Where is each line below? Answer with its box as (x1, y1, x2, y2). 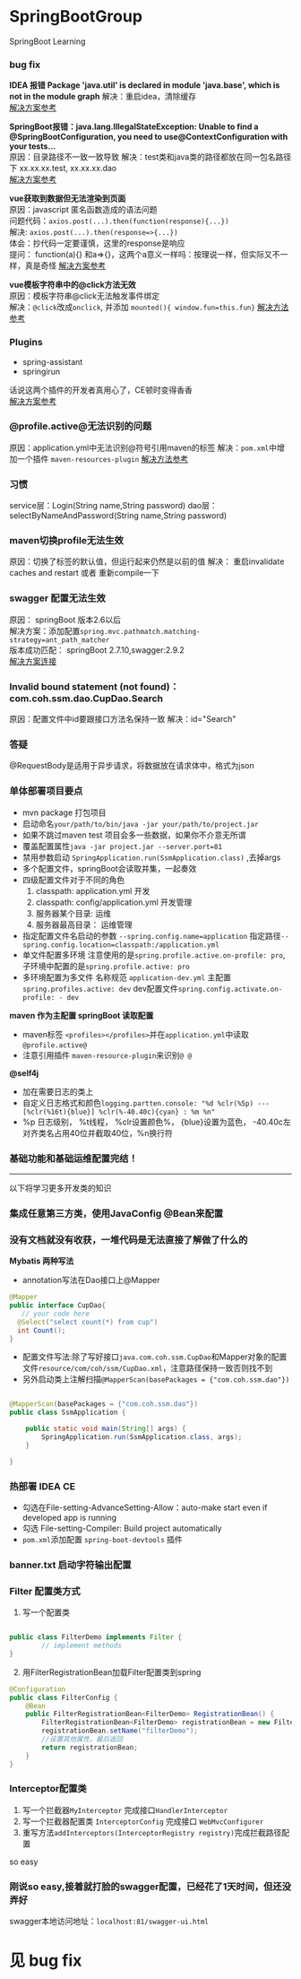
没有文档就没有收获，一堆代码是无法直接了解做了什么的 (9, 1233, 248, 1246)
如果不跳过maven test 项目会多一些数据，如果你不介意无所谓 (21, 829, 246, 840)
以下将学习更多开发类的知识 (9, 1182, 112, 1193)
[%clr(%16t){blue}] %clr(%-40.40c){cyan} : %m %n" (21, 1107, 216, 1116)
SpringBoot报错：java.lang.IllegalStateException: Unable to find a (9, 121, 259, 132)
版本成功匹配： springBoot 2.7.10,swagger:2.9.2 (9, 644, 185, 655)
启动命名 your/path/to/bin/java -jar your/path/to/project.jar (21, 818, 259, 829)
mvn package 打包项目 (21, 807, 107, 818)
